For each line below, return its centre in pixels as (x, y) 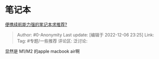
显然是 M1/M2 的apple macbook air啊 (42, 51)
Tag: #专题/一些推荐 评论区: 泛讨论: (52, 41)
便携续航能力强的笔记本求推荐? (36, 24)
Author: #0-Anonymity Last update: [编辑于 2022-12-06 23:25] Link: (86, 35)
